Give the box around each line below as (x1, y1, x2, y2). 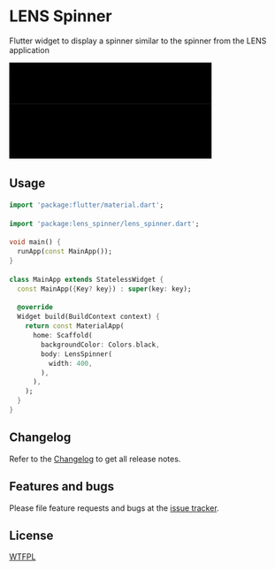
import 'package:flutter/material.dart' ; (9, 201, 164, 209)
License (9, 528, 54, 543)
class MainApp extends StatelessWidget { (9, 275, 164, 284)
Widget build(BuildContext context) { (17, 312, 161, 322)
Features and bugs (9, 479, 115, 494)
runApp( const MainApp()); (17, 247, 113, 256)
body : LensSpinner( (41, 349, 113, 359)
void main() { (9, 238, 62, 247)
